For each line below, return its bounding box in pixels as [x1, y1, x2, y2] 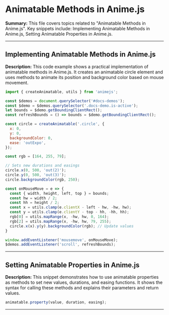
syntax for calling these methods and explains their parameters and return [5, 285, 159, 291]
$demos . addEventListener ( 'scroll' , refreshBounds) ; [5, 242, 116, 247]
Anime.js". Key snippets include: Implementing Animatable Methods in [5, 25, 150, 31]
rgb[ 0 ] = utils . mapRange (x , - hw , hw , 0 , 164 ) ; [10, 214, 109, 219]
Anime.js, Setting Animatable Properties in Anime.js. [5, 31, 113, 37]
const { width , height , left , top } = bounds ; [10, 191, 109, 196]
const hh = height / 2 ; [10, 200, 59, 205]
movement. [5, 80, 29, 86]
